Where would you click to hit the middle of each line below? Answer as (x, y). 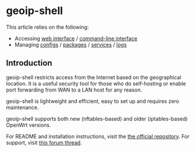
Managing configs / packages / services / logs (71, 45)
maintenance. (23, 107)
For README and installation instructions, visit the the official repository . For (98, 136)
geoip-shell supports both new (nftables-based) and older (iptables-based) (97, 119)
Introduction (29, 63)
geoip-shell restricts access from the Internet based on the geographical (94, 77)
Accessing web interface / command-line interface (76, 38)
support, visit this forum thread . (44, 143)
